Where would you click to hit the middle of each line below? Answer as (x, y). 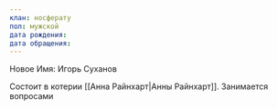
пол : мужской (34, 26)
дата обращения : (40, 43)
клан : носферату (40, 18)
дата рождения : (38, 35)
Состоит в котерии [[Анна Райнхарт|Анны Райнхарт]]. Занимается (139, 86)
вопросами (32, 96)
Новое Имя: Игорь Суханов (63, 69)
